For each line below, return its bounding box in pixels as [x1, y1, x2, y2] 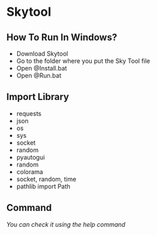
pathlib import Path [16, 182, 71, 190]
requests [16, 109, 42, 117]
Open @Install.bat [16, 64, 67, 72]
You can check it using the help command [6, 220, 126, 228]
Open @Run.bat [16, 71, 62, 79]
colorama [16, 167, 44, 175]
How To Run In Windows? [6, 32, 117, 43]
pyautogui [16, 153, 45, 161]
